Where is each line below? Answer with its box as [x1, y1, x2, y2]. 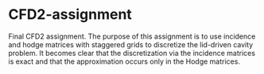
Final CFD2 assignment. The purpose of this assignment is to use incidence [8, 31, 256, 41]
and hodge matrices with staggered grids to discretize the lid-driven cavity [8, 39, 254, 49]
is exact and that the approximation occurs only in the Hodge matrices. [8, 57, 241, 66]
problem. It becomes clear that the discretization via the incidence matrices [8, 48, 256, 57]
